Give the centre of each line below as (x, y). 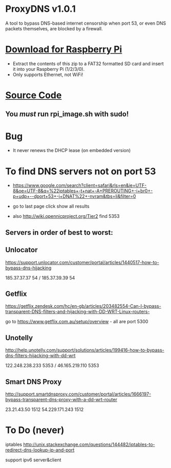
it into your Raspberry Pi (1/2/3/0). (49, 69)
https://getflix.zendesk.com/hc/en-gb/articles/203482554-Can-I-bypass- (83, 306)
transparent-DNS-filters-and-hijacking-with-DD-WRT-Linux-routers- (78, 312)
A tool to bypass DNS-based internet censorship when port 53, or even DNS (86, 23)
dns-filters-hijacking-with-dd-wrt (40, 355)
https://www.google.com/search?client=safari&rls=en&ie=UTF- (80, 185)
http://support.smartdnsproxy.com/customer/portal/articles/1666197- (78, 394)
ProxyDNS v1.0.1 (40, 9)
